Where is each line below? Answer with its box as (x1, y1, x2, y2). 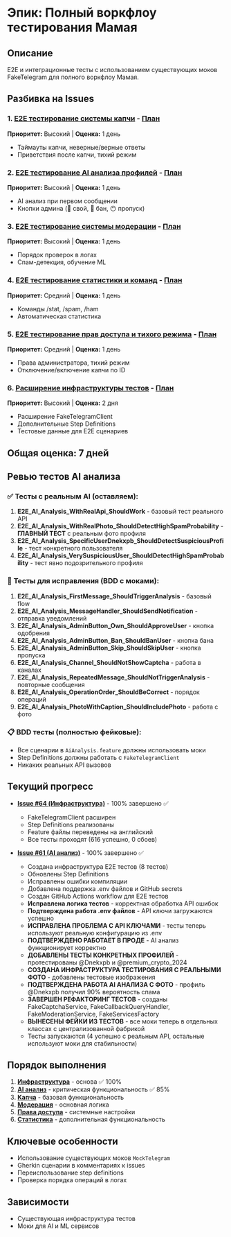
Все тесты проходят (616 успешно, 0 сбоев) (27, 835, 158, 843)
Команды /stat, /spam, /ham (17, 304, 99, 313)
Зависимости (7, 1196, 69, 1208)
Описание (7, 47, 53, 59)
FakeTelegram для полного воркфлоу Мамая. (7, 73, 140, 81)
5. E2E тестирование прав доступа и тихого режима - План (7, 329, 217, 339)
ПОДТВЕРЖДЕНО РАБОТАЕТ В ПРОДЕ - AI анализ (27, 936, 179, 944)
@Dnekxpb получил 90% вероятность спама (27, 987, 160, 996)
